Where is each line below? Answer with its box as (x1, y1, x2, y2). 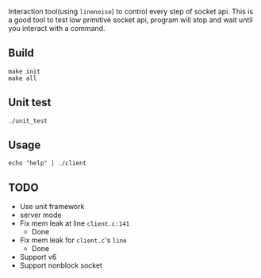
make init (8, 67, 41, 75)
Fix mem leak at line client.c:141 (19, 219, 130, 228)
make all (8, 74, 37, 82)
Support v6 (19, 253, 57, 262)
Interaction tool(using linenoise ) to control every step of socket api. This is (8, 7, 254, 16)
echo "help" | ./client (8, 159, 87, 167)
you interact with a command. (8, 24, 106, 32)
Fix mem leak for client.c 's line (19, 235, 127, 245)
